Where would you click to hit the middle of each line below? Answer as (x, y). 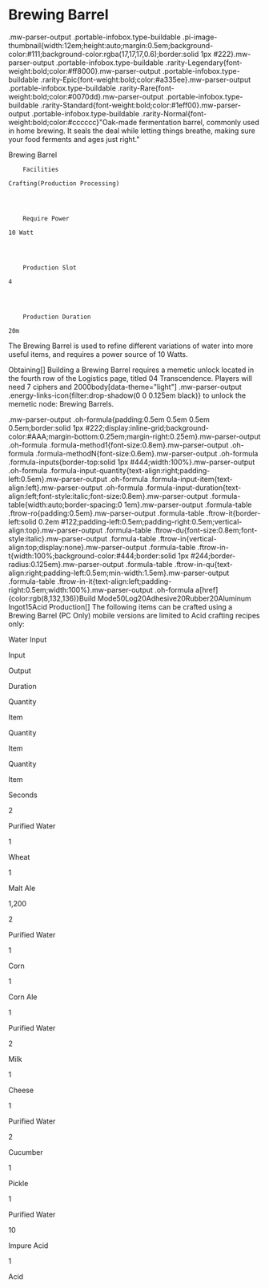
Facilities (41, 169)
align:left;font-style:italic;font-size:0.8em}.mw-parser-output (108, 496)
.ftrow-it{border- (233, 513)
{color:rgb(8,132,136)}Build (52, 598)
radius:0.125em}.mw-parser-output (66, 564)
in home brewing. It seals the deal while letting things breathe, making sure (132, 131)
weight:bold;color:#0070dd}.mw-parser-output (86, 96)
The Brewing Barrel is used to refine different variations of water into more (131, 346)
